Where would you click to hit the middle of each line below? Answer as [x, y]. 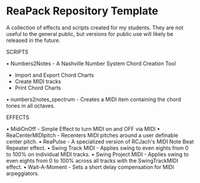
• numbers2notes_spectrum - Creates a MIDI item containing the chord [94, 99]
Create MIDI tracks [38, 81]
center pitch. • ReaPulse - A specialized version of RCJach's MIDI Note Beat [100, 141]
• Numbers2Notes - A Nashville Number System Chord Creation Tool [91, 63]
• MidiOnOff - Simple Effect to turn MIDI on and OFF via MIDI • [83, 129]
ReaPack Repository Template [82, 11]
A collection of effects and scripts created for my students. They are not [95, 28]
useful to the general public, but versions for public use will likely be [90, 33]
